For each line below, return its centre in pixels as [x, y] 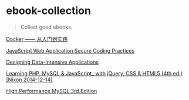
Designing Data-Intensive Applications [52, 62]
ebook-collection [48, 11]
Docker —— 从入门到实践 [37, 39]
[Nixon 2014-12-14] [29, 80]
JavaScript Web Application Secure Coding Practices [70, 50]
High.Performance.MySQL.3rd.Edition [52, 91]
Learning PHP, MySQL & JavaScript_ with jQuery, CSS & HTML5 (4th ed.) [95, 73]
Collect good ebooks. [46, 27]
